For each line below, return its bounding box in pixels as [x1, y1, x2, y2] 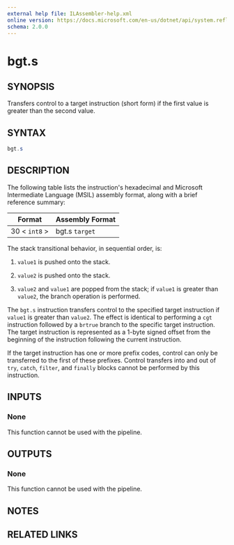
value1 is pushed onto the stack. [17, 257, 111, 266]
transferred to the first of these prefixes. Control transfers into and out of [7, 356, 217, 364]
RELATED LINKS [7, 529, 78, 541]
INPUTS [7, 391, 42, 403]
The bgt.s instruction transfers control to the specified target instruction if [7, 305, 220, 314]
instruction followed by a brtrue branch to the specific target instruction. [7, 320, 216, 328]
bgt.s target [55, 226, 96, 236]
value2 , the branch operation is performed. [17, 292, 141, 300]
